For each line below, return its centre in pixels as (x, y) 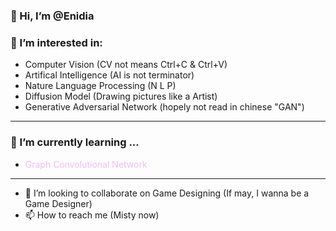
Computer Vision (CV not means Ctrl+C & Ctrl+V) (126, 65)
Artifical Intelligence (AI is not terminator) (109, 75)
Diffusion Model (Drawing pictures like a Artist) (121, 96)
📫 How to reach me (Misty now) (92, 215)
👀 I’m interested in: (56, 42)
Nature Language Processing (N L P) (100, 86)
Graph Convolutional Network (86, 164)
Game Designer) (58, 203)
